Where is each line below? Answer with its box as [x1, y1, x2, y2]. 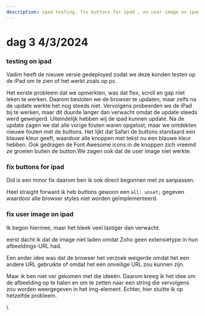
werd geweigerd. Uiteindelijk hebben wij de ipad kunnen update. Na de [6, 115, 185, 123]
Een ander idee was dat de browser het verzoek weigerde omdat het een [6, 254, 190, 261]
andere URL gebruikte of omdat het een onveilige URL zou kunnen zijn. [6, 260, 185, 268]
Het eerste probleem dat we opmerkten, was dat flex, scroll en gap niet [6, 89, 185, 96]
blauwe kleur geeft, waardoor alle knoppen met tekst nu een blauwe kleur [6, 135, 192, 142]
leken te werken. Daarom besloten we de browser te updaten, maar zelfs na [6, 96, 196, 103]
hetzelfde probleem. [6, 292, 57, 299]
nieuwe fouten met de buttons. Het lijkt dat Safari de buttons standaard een [6, 128, 196, 135]
